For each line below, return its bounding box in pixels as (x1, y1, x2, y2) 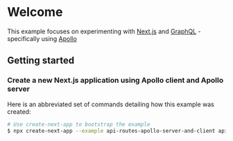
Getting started (7, 55, 75, 67)
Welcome (7, 4, 63, 20)
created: (7, 107, 31, 115)
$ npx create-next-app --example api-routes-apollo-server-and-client (7, 127, 216, 134)
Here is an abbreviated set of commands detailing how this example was (7, 100, 215, 108)
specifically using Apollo (7, 34, 78, 42)
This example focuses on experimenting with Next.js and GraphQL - (7, 27, 201, 35)
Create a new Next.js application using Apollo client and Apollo (7, 76, 224, 85)
